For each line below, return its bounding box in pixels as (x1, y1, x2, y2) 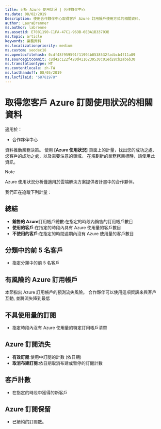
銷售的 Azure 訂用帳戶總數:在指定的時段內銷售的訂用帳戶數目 (12, 218, 133, 224)
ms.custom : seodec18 (5, 48, 47, 52)
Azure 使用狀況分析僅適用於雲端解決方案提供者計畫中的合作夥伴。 (5, 179, 137, 184)
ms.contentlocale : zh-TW (5, 66, 55, 71)
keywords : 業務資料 (5, 39, 42, 44)
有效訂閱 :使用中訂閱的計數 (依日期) (12, 354, 81, 360)
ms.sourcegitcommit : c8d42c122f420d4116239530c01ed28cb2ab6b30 (5, 57, 136, 62)
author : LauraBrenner (5, 20, 49, 26)
